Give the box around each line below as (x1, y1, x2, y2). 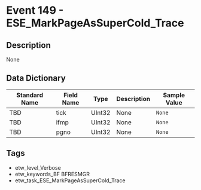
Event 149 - (6, 4, 64, 17)
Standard (16, 91, 44, 99)
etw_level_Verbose (14, 164, 61, 171)
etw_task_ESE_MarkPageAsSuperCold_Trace (14, 177, 126, 184)
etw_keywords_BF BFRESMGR (14, 170, 90, 177)
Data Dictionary (6, 73, 66, 84)
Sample (163, 91, 185, 99)
